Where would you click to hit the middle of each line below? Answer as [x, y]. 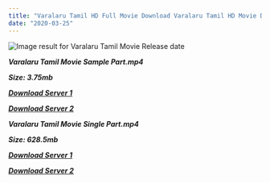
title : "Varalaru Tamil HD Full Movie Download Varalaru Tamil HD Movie [133, 16]
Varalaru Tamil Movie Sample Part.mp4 [76, 62]
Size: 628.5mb [33, 139]
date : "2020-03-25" [41, 23]
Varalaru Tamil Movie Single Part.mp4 [74, 124]
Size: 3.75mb [31, 77]
